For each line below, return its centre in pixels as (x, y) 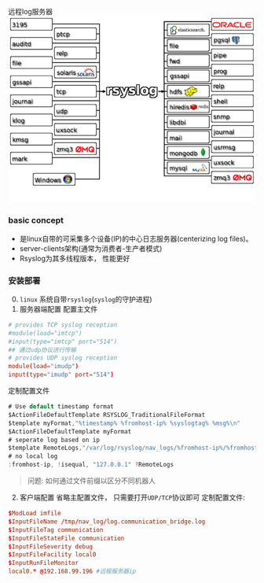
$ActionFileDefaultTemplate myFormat (70, 431)
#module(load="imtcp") (45, 333)
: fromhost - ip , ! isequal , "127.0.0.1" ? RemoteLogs (91, 465)
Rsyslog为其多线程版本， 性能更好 (75, 258)
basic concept (36, 220)
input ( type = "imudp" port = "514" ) (61, 375)
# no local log (33, 456)
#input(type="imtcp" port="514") (63, 341)
